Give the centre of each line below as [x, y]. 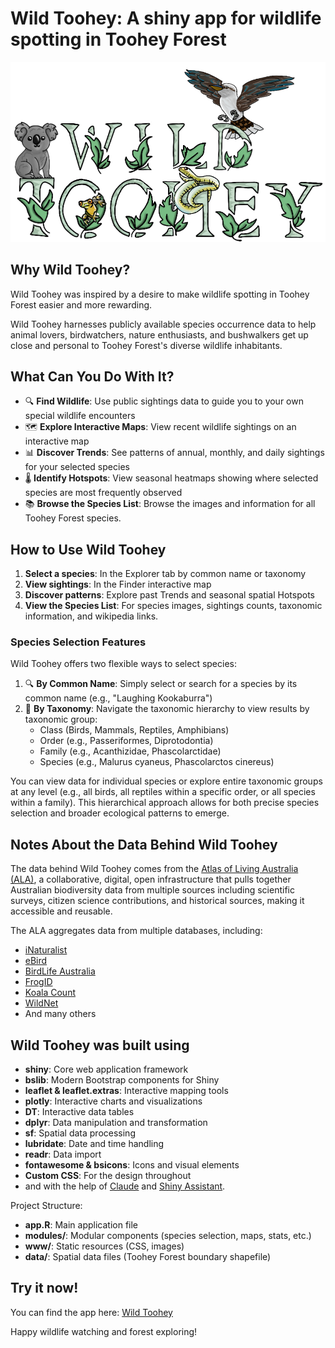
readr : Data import [63, 1154]
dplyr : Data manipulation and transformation [116, 1123]
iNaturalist [46, 950]
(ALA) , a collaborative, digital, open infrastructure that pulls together [151, 879]
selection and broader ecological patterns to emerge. [120, 813]
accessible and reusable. [61, 911]
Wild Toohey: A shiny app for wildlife [166, 18]
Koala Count [50, 993]
